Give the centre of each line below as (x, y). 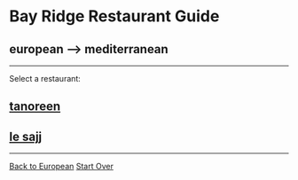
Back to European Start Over (61, 167)
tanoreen (35, 107)
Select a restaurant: (45, 78)
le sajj (26, 136)
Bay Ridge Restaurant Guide (114, 16)
